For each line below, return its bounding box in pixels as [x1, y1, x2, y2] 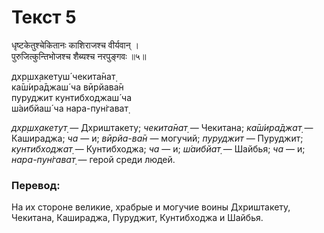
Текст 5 [11, 6, 77, 29]
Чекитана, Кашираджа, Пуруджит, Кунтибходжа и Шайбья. [11, 212, 264, 224]
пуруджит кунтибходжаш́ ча [11, 91, 133, 103]
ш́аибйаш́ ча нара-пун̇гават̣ [11, 102, 129, 114]
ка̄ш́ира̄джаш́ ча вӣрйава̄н [11, 81, 124, 93]
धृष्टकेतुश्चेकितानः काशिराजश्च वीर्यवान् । [11, 39, 140, 51]
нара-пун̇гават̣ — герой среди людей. [11, 153, 176, 165]
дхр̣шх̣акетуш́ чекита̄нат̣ [11, 70, 116, 82]
